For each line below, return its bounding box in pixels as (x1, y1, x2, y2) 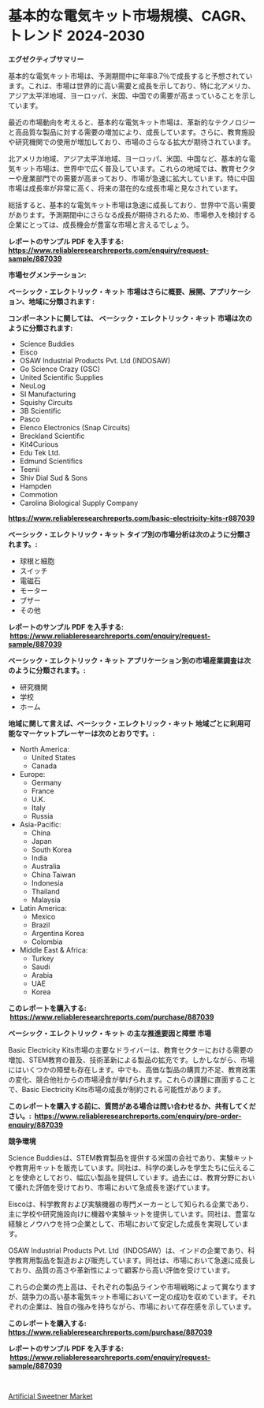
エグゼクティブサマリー (8, 54, 84, 64)
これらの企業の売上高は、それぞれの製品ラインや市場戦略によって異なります (8, 1282, 256, 1291)
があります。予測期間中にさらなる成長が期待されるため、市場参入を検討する (8, 210, 256, 219)
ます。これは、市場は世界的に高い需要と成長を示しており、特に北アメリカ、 (8, 80, 255, 91)
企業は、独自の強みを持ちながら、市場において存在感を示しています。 (28, 1302, 256, 1311)
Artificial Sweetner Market (8, 1391, 93, 1401)
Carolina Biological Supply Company (19, 498, 139, 507)
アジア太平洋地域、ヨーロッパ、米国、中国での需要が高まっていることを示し (8, 91, 256, 100)
